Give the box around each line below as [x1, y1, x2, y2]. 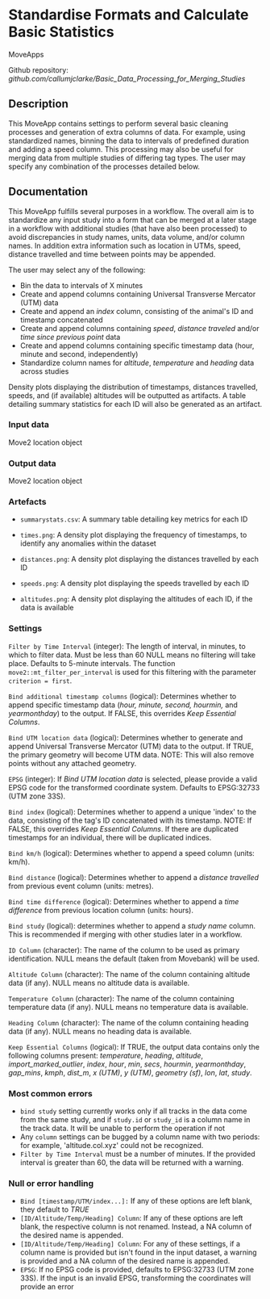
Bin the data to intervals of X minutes [19, 280, 143, 290]
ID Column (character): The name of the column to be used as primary [8, 945, 240, 954]
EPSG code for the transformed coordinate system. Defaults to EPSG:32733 [8, 782, 260, 792]
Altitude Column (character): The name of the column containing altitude [8, 969, 251, 978]
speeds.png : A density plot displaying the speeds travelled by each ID [19, 579, 250, 589]
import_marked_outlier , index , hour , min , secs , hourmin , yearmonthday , [8, 1059, 247, 1069]
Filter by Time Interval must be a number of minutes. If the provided [19, 1149, 255, 1159]
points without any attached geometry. [8, 758, 137, 768]
